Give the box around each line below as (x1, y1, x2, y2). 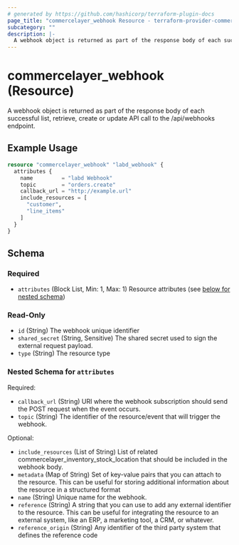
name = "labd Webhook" (20, 174, 113, 182)
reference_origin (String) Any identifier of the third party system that (17, 523, 221, 531)
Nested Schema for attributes (7, 367, 115, 377)
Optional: (7, 433, 34, 442)
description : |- (7, 30, 55, 38)
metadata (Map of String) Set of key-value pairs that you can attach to (17, 470, 222, 479)
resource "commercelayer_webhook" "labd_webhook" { (7, 161, 164, 168)
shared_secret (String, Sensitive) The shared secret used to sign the (17, 334, 218, 342)
